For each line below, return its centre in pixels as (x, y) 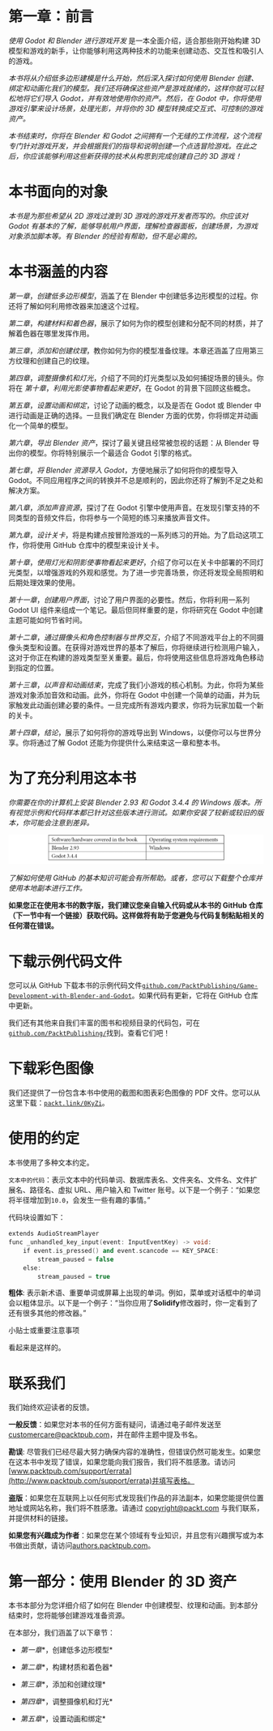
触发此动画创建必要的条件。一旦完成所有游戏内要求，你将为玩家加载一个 (136, 705)
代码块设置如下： (37, 1217)
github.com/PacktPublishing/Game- (200, 986)
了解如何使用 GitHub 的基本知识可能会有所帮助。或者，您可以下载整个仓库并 (136, 878)
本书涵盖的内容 (58, 272)
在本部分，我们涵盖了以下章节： (62, 1633)
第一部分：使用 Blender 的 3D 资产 (123, 1581)
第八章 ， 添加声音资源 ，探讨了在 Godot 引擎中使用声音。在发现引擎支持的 (131, 507)
